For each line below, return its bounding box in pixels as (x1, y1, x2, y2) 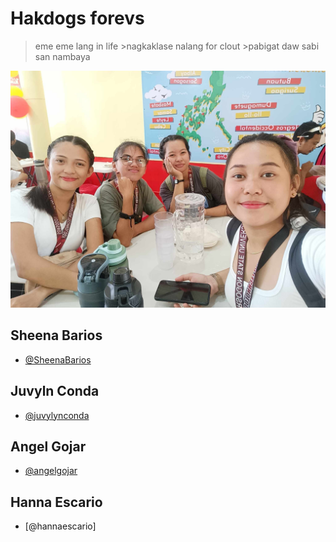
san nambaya (34, 50, 91, 62)
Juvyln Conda (10, 383, 100, 400)
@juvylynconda (24, 409, 90, 421)
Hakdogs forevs (10, 7, 145, 30)
